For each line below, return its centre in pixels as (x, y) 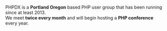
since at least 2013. (26, 12)
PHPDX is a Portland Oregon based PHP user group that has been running (84, 7)
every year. (17, 23)
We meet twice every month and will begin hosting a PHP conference (79, 18)
